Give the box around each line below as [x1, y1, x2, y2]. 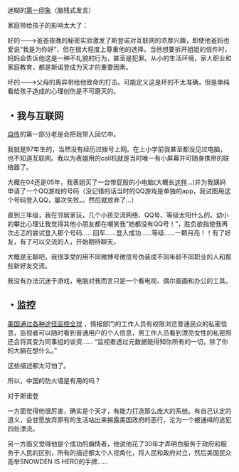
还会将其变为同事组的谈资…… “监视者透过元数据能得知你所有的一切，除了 [7, 337, 223, 345]
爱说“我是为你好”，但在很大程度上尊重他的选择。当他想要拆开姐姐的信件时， [7, 45, 231, 54]
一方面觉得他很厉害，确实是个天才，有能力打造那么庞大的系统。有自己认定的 [7, 407, 232, 415]
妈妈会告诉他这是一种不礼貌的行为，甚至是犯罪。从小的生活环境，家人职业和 [7, 54, 232, 63]
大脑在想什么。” [13, 346, 58, 355]
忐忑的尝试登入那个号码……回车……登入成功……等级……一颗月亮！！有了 [13, 229, 225, 237]
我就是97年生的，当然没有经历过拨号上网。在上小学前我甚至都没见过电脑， [7, 145, 227, 154]
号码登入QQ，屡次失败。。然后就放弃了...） [13, 195, 138, 204]
